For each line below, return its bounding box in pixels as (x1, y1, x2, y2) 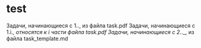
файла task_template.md (6, 35, 68, 42)
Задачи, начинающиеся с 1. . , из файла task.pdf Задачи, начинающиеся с (6, 22, 196, 29)
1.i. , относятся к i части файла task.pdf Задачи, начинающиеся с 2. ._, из (6, 28, 195, 35)
